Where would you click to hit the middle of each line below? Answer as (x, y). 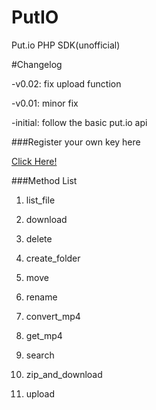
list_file (40, 200)
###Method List (44, 180)
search (40, 355)
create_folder (53, 258)
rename (41, 297)
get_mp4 (44, 335)
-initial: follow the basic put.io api (79, 122)
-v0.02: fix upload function (66, 83)
